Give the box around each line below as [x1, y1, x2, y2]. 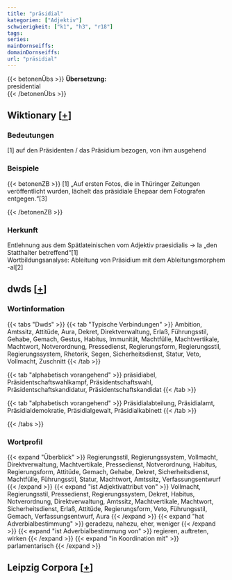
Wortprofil [7, 437, 43, 446]
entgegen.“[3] [7, 194, 47, 203]
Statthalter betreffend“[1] [7, 249, 78, 257]
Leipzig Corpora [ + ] [7, 562, 94, 574]
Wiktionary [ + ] [7, 109, 72, 122]
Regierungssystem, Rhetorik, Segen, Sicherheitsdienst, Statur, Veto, [7, 350, 201, 358]
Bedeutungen [7, 130, 54, 140]
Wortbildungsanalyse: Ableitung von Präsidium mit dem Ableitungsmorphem [7, 256, 226, 265]
